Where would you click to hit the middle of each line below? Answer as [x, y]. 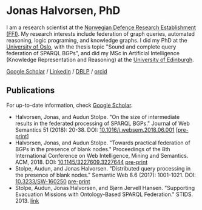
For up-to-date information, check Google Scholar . [69, 105]
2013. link [27, 200]
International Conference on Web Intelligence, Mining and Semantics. [102, 155]
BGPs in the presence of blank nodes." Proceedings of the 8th [93, 149]
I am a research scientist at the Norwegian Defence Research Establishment [101, 27]
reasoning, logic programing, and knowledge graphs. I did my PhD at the [97, 40]
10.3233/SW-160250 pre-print [52, 181]
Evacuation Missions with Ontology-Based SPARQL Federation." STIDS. [104, 194]
